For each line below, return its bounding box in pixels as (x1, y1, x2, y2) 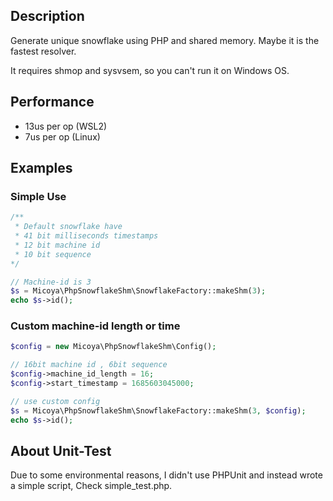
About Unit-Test (10, 443, 112, 459)
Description (10, 8, 85, 25)
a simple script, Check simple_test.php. (10, 480, 173, 492)
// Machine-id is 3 (10, 277, 92, 287)
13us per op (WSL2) (24, 120, 108, 132)
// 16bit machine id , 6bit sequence (10, 360, 168, 370)
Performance (10, 94, 95, 111)
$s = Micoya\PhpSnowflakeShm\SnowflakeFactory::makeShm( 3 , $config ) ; (10, 405, 307, 416)
